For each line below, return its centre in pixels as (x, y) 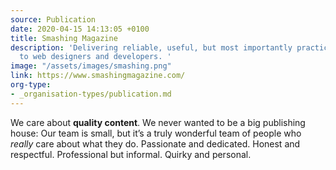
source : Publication (53, 19)
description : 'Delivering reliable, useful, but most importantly (151, 47)
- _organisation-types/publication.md (91, 94)
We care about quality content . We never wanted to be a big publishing (158, 122)
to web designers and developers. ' (95, 57)
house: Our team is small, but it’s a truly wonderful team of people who (156, 133)
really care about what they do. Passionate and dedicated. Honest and (155, 143)
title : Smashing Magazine (64, 38)
